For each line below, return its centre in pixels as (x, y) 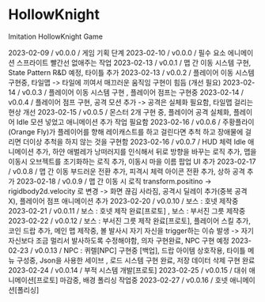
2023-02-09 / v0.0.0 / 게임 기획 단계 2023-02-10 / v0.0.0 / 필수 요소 (117, 52)
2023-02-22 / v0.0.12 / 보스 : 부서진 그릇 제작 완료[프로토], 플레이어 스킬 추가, (129, 221)
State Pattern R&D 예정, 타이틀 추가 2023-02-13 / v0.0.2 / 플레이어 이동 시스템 (131, 72)
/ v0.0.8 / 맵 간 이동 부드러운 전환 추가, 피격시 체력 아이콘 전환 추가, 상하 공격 (127, 171)
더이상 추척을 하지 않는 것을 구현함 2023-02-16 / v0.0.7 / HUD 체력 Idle (134, 142)
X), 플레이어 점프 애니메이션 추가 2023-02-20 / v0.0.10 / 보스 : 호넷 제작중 (123, 201)
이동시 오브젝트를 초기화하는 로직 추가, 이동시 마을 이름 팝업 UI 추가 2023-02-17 (132, 161)
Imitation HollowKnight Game (55, 36)
